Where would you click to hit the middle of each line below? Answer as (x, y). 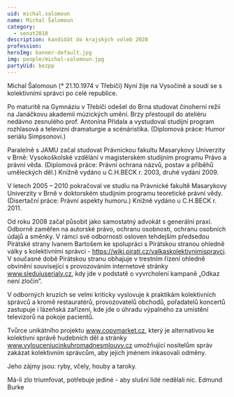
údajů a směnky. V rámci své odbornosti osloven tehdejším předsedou (108, 236)
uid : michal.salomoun (39, 14)
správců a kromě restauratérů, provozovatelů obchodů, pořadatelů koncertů (116, 302)
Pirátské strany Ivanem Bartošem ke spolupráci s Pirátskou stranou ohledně (116, 244)
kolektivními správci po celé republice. (63, 93)
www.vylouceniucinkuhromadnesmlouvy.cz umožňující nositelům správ (110, 345)
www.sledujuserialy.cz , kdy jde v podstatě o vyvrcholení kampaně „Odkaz (114, 273)
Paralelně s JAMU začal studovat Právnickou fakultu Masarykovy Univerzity (116, 150)
